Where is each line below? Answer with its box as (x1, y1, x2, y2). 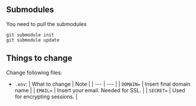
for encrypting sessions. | (14, 93, 78, 100)
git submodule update (6, 37, 60, 43)
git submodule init (6, 32, 55, 38)
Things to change (6, 53, 72, 63)
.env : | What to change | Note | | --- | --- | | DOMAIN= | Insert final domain (14, 80, 191, 88)
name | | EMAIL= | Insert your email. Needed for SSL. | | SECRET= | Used (14, 86, 185, 94)
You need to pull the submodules (6, 20, 87, 27)
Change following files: (6, 69, 62, 76)
